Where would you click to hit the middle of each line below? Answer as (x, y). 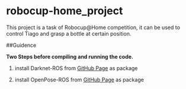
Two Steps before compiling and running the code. (70, 56)
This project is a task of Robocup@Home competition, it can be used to (93, 27)
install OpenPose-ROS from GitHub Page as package (79, 80)
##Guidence (21, 45)
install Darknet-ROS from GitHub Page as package (76, 68)
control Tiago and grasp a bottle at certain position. (69, 33)
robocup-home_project (65, 11)
